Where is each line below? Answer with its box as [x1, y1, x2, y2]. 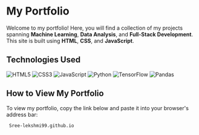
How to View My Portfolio [6, 88, 104, 99]
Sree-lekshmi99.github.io [8, 122, 74, 128]
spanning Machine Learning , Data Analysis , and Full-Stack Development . [6, 30, 194, 38]
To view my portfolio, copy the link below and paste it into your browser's [6, 104, 189, 111]
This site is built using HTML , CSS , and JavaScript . [6, 37, 134, 44]
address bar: [6, 111, 38, 118]
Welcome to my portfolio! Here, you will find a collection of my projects [6, 24, 183, 31]
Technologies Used [6, 54, 80, 65]
